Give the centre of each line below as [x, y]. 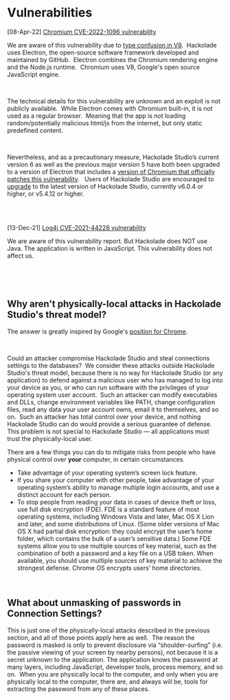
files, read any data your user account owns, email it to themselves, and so [113, 409]
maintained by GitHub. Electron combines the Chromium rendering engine [113, 59]
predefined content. [35, 130]
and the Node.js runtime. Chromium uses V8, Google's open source [104, 67]
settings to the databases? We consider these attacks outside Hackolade [111, 365]
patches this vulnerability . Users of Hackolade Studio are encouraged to [111, 179]
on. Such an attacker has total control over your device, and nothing [104, 416]
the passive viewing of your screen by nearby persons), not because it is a [113, 652]
